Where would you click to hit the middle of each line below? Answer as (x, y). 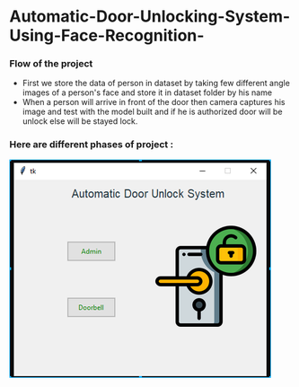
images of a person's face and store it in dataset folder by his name (147, 92)
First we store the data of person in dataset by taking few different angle (156, 84)
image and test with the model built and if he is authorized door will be (152, 112)
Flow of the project (51, 64)
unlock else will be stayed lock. (80, 121)
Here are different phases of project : (91, 145)
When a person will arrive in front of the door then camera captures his (154, 102)
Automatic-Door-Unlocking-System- (150, 17)
